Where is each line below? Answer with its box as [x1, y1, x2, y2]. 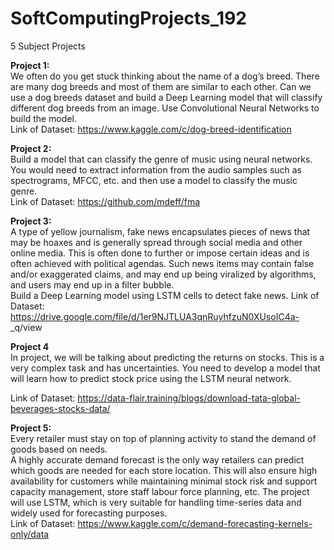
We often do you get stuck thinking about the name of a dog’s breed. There [10, 70, 320, 82]
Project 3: [10, 215, 52, 227]
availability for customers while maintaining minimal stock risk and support [10, 475, 318, 487]
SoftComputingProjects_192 [10, 7, 247, 30]
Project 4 [10, 340, 50, 352]
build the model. [10, 112, 77, 124]
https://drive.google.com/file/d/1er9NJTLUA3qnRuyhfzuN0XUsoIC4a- [10, 310, 300, 322]
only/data [10, 528, 50, 540]
